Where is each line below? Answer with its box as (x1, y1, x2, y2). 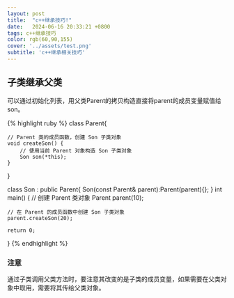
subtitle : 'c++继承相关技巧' (7, 49, 86, 56)
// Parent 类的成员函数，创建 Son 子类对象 (7, 134, 122, 141)
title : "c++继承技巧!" (7, 17, 72, 24)
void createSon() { (7, 140, 64, 147)
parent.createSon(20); (7, 214, 73, 221)
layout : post (7, 10, 45, 17)
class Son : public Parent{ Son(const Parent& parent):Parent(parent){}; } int (7, 185, 223, 194)
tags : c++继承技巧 (7, 29, 57, 37)
